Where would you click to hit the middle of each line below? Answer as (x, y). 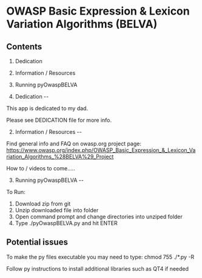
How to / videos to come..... (41, 168)
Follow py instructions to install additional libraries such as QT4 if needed (98, 268)
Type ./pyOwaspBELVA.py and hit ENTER (66, 223)
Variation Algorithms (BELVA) (82, 24)
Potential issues (37, 242)
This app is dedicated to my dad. (47, 108)
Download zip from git (43, 204)
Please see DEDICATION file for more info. (59, 120)
